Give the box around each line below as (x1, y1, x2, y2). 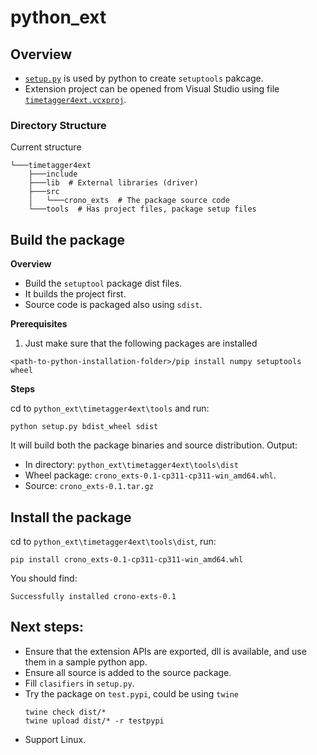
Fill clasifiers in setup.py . (24, 677, 135, 689)
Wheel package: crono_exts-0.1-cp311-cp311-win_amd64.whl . (24, 469, 277, 481)
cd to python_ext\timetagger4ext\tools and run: (10, 402, 210, 415)
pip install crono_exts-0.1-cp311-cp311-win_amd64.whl (10, 554, 244, 565)
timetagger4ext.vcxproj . (24, 94, 127, 105)
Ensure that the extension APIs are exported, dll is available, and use (24, 645, 307, 657)
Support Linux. (24, 733, 87, 745)
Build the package (10, 231, 126, 248)
